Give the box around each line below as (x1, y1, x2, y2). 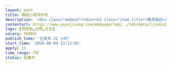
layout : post (5, 7, 33, 13)
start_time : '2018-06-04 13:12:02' (5, 41, 81, 46)
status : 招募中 (5, 55, 35, 60)
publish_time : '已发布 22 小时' (5, 36, 71, 41)
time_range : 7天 (5, 50, 39, 55)
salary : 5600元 (5, 31, 37, 36)
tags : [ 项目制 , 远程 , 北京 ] (5, 27, 55, 32)
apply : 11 (5, 46, 27, 51)
